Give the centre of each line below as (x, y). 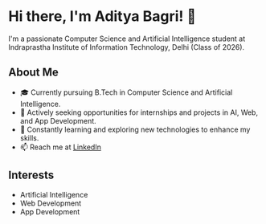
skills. (29, 138)
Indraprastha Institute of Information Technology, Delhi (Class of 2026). (127, 47)
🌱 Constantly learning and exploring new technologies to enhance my (135, 129)
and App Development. (58, 120)
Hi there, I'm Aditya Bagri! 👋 (102, 16)
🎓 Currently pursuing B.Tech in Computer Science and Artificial (126, 92)
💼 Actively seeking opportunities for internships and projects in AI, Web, (139, 112)
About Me (33, 73)
